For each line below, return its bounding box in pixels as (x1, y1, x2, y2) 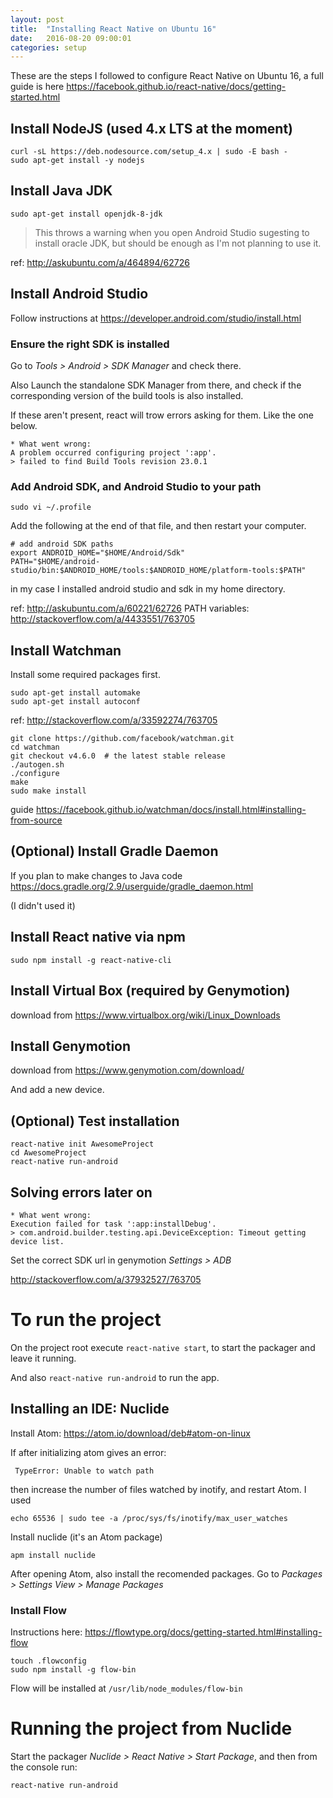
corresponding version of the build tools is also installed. (10, 389, 244, 401)
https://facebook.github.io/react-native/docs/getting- (66, 81, 287, 93)
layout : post (10, 14, 65, 25)
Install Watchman (10, 642, 122, 659)
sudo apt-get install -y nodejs (10, 156, 145, 166)
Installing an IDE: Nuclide (10, 1401, 170, 1418)
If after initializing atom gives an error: (10, 1446, 167, 1458)
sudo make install (10, 786, 87, 796)
